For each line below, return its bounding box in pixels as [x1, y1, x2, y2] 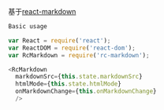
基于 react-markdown [8, 7, 76, 16]
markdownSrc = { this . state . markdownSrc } [15, 73, 143, 81]
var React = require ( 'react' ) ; [8, 36, 111, 45]
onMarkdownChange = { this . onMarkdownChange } [15, 87, 157, 96]
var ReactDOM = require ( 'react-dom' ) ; [8, 44, 136, 52]
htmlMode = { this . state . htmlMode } [15, 80, 122, 88]
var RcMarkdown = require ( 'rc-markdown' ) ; [8, 51, 150, 59]
